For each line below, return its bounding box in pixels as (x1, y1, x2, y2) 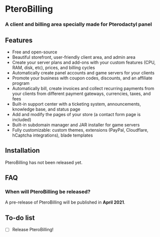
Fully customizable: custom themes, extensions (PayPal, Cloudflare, (12, 127, 149, 133)
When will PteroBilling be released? (5, 189, 91, 195)
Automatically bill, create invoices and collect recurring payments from (12, 85, 155, 91)
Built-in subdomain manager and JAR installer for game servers (12, 121, 140, 128)
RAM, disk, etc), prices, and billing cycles (12, 65, 95, 71)
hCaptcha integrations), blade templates (12, 132, 93, 138)
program (12, 80, 30, 86)
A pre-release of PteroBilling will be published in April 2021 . (5, 199, 125, 205)
